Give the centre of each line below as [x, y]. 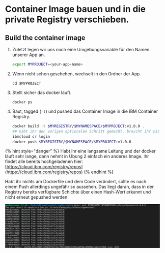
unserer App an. [28, 55]
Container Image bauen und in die [75, 9]
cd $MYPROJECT [27, 83]
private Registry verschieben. [67, 19]
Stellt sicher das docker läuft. [42, 93]
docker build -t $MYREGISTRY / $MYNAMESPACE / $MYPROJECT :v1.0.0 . [78, 126]
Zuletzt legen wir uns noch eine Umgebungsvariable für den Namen [81, 49]
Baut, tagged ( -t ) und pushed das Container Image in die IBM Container [85, 111]
